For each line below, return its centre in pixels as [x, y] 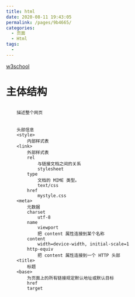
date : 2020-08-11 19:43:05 [39, 17]
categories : [20, 28]
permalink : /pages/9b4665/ [39, 22]
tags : [13, 45]
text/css [48, 185]
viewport [48, 227]
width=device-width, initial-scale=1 [83, 244]
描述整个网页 [30, 113]
